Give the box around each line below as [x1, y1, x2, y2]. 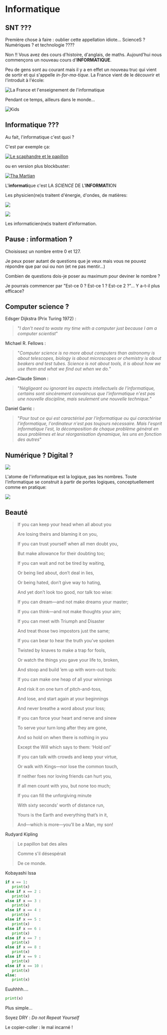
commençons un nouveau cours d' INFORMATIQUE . [5, 57, 112, 63]
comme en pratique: [5, 484, 47, 490]
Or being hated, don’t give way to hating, [17, 580, 101, 586]
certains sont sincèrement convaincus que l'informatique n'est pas [17, 391, 156, 397]
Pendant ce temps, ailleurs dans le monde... [5, 96, 95, 102]
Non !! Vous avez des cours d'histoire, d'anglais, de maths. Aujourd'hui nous [5, 51, 162, 57]
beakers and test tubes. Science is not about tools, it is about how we [17, 361, 161, 367]
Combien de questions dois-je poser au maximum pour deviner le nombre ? [5, 273, 161, 279]
